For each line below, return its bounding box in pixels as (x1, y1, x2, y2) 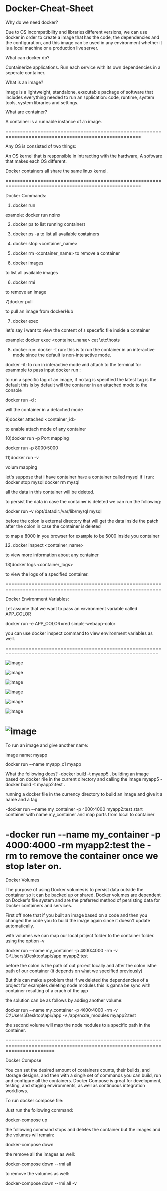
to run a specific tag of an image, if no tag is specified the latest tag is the (5, 376, 157, 382)
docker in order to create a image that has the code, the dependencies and (5, 34, 160, 40)
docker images (12, 260, 44, 266)
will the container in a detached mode (5, 406, 83, 412)
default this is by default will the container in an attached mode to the (5, 382, 148, 388)
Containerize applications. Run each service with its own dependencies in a (5, 64, 161, 70)
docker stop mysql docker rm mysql (5, 479, 80, 485)
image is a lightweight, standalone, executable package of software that (5, 89, 153, 95)
